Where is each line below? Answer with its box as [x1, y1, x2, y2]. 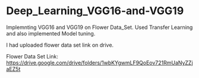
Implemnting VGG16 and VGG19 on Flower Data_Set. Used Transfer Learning [6, 24, 193, 31]
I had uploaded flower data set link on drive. [6, 41, 114, 48]
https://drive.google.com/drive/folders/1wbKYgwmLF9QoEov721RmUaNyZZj [6, 59, 193, 66]
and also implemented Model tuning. [6, 30, 96, 37]
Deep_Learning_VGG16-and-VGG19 [6, 4, 184, 18]
